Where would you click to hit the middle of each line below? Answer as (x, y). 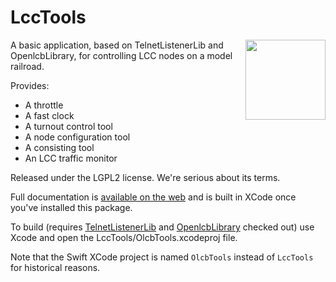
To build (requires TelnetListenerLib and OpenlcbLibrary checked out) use (162, 227)
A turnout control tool (68, 126)
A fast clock (49, 115)
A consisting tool (59, 147)
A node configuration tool (77, 137)
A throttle (44, 105)
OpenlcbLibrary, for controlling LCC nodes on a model (121, 55)
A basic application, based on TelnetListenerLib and (117, 45)
